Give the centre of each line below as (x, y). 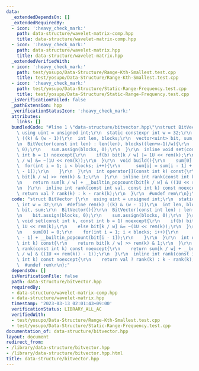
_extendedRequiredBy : (38, 23)
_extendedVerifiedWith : (41, 61)
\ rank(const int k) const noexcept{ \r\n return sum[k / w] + (99, 249)
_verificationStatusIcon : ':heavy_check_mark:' (71, 111)
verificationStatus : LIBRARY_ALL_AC (57, 309)
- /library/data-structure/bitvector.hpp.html (65, 353)
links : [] (29, 122)
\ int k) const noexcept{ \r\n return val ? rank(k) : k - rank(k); (106, 260)
